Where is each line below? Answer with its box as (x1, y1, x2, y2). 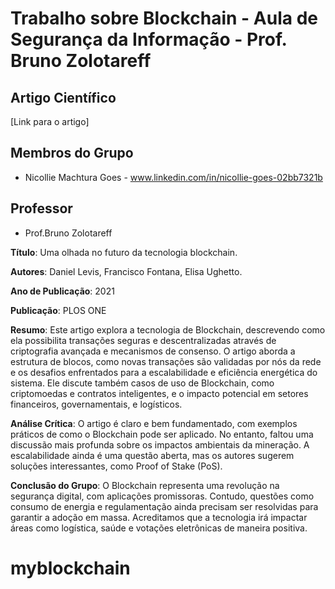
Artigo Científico (10, 89, 117, 106)
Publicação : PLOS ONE (10, 304, 107, 316)
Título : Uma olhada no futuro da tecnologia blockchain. (10, 246, 238, 258)
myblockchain (10, 557, 131, 579)
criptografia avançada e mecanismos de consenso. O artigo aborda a (10, 345, 296, 357)
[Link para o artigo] (10, 116, 90, 127)
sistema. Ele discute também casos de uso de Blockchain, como (10, 377, 275, 389)
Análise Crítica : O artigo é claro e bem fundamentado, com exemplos (10, 417, 298, 429)
